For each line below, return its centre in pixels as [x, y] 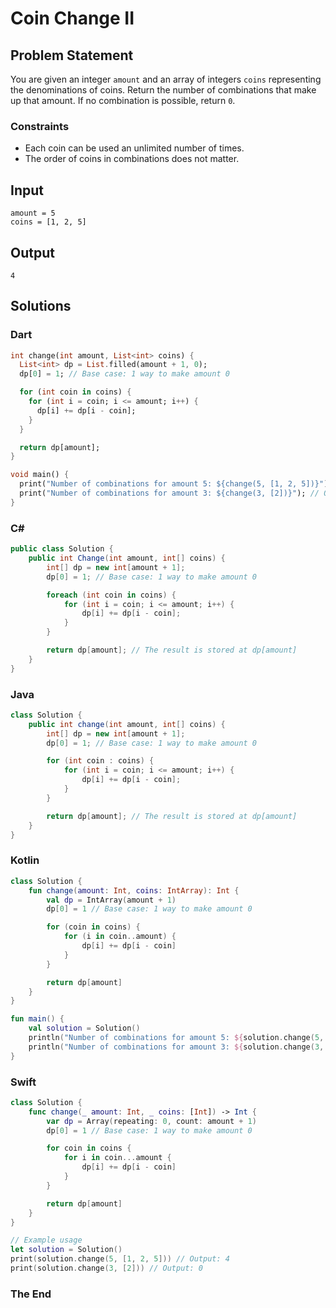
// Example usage [46, 1240]
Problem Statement [72, 55]
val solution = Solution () [84, 1028]
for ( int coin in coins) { [75, 392]
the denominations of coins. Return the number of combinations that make [163, 90]
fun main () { [37, 1019]
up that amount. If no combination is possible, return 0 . [123, 100]
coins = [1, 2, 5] [48, 222]
